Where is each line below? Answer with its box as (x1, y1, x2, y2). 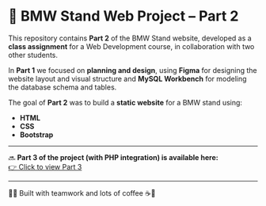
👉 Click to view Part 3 (8, 162, 82, 171)
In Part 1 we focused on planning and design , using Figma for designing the (8, 65, 257, 74)
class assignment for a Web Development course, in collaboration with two (8, 41, 255, 51)
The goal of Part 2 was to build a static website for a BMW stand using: (8, 97, 243, 107)
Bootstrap (19, 130, 54, 139)
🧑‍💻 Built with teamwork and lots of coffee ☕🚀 (8, 188, 156, 197)
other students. (8, 50, 58, 59)
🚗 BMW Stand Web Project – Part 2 (8, 7, 239, 25)
